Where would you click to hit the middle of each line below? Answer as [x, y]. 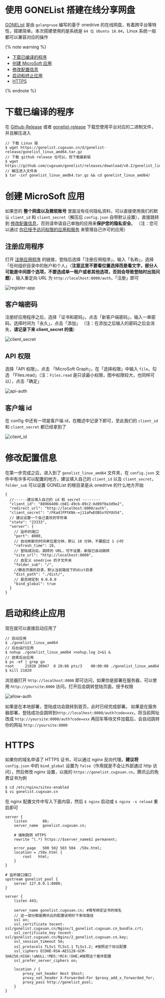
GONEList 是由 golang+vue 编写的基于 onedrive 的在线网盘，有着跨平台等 [79, 25]
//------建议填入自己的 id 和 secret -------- [55, 500]
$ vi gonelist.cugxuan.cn [31, 792]
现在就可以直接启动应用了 [31, 628]
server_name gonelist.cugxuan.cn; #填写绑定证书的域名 [68, 910]
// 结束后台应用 [19, 657]
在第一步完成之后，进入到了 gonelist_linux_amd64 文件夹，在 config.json [80, 473]
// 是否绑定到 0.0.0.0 [35, 580]
